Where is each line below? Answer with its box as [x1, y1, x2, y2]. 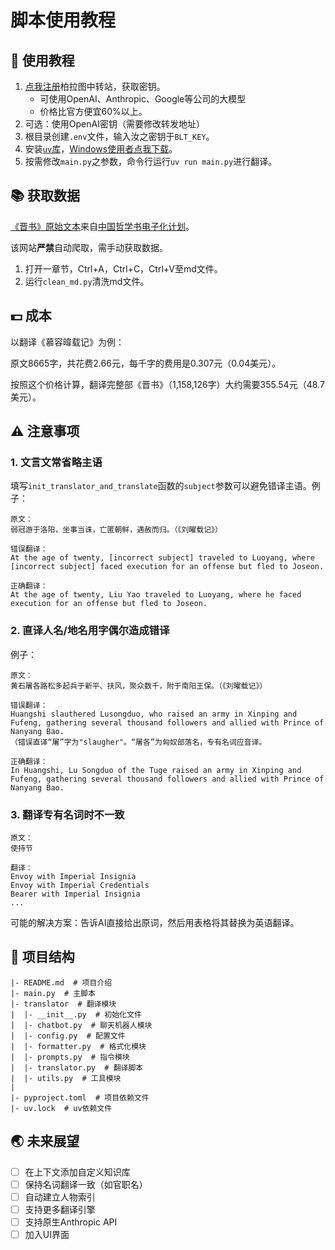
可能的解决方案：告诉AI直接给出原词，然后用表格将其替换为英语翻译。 [10, 916, 300, 928]
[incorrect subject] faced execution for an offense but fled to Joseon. [10, 562, 325, 572]
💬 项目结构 [10, 949, 75, 966]
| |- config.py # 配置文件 [10, 1031, 126, 1041]
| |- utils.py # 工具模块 [10, 1073, 122, 1083]
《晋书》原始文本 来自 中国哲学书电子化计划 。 [10, 220, 195, 232]
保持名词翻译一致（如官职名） [24, 1178, 148, 1190]
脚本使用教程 [10, 9, 117, 32]
